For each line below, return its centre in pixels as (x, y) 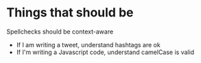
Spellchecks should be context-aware (60, 32)
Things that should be (70, 13)
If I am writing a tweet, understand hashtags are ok (88, 45)
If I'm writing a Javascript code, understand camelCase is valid (105, 52)
